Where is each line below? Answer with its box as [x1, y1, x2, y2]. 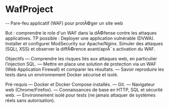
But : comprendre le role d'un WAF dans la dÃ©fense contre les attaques [5, 30, 157, 36]
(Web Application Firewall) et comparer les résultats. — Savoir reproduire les [5, 66, 164, 72]
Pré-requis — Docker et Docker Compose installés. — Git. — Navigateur [5, 81, 155, 87]
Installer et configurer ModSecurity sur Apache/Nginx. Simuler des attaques [5, 40, 163, 46]
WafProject [5, 4, 53, 15]
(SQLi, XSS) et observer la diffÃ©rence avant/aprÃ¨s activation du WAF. [5, 46, 155, 52]
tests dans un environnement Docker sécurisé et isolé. [5, 71, 119, 77]
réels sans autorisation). [5, 97, 55, 103]
